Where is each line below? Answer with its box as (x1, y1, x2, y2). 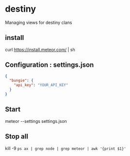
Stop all (5, 133, 28, 141)
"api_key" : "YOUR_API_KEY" (14, 83, 68, 88)
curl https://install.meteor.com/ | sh (5, 46, 75, 52)
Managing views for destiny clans (5, 19, 72, 25)
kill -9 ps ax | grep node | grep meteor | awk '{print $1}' (5, 145, 126, 151)
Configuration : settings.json (5, 61, 94, 69)
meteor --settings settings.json (5, 118, 67, 124)
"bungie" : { (9, 78, 34, 83)
